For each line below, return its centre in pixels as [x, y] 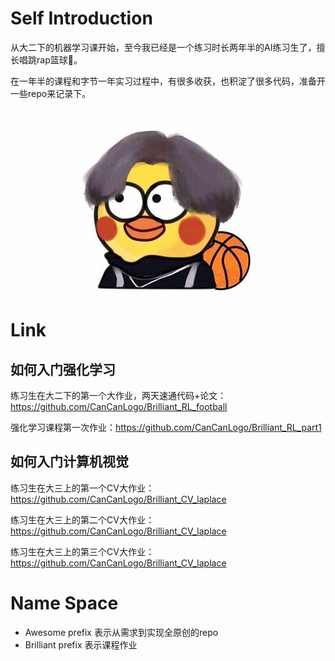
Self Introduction [81, 18]
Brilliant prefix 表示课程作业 [81, 644]
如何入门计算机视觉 [69, 462]
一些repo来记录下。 [51, 93]
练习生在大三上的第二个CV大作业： [82, 519]
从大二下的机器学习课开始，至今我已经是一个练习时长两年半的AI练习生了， [163, 47]
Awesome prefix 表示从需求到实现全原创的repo [121, 632]
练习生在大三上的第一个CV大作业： [82, 488]
